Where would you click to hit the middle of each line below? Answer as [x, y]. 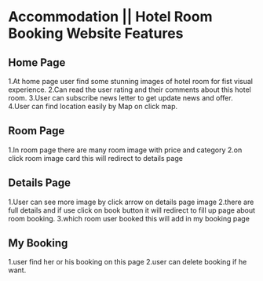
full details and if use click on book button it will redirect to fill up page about [132, 210]
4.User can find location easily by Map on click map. [93, 106]
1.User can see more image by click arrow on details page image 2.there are [131, 202]
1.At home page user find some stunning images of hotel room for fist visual [131, 81]
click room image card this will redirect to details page [95, 158]
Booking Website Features [96, 33]
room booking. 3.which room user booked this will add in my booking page [129, 218]
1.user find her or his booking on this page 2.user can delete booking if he [128, 262]
